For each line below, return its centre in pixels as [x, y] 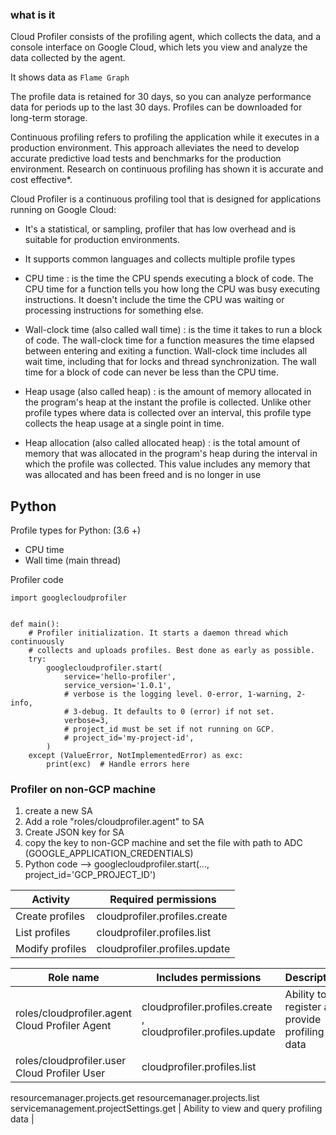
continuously [37, 642]
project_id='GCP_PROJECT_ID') [90, 875]
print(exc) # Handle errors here [118, 764]
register [303, 1007]
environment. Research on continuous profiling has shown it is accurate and [167, 169]
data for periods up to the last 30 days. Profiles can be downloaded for [156, 107]
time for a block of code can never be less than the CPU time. [151, 372]
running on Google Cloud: [63, 210]
